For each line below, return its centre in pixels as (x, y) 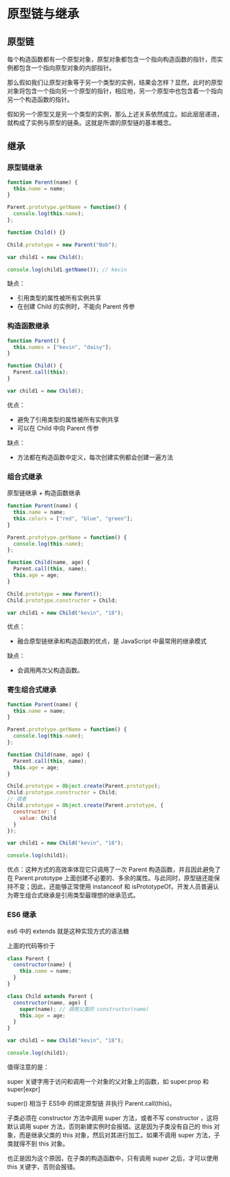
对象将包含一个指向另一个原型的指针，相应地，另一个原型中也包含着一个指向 (115, 91)
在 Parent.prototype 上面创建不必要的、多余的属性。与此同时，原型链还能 (111, 878)
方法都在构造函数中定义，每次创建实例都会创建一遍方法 (95, 457)
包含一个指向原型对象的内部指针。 (67, 68)
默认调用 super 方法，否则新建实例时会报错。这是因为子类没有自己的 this (110, 1126)
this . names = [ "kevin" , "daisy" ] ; (62, 347)
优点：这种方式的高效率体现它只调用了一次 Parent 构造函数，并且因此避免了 (114, 870)
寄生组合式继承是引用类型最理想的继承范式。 (76, 895)
